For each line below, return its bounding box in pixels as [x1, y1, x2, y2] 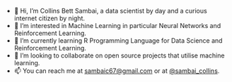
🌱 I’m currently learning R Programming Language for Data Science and [13, 36, 223, 45]
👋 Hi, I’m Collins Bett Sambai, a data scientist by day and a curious [13, 7, 207, 15]
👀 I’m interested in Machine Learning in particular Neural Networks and [13, 22, 221, 29]
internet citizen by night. [13, 14, 86, 22]
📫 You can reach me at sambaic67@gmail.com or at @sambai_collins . [13, 67, 220, 75]
